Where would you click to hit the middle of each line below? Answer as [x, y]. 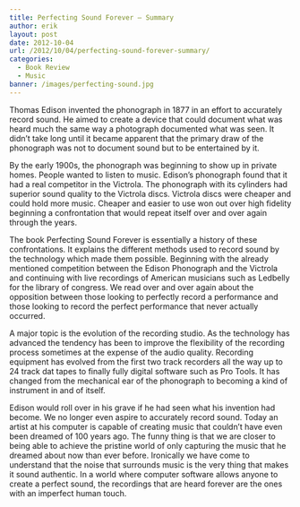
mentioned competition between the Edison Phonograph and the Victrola [144, 268]
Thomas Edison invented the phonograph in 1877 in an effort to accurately [146, 109]
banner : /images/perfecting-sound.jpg [81, 84]
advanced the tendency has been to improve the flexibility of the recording [147, 342]
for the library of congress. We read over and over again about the [132, 287]
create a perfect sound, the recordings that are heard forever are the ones [146, 484]
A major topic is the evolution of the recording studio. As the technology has [150, 333]
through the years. [43, 222]
